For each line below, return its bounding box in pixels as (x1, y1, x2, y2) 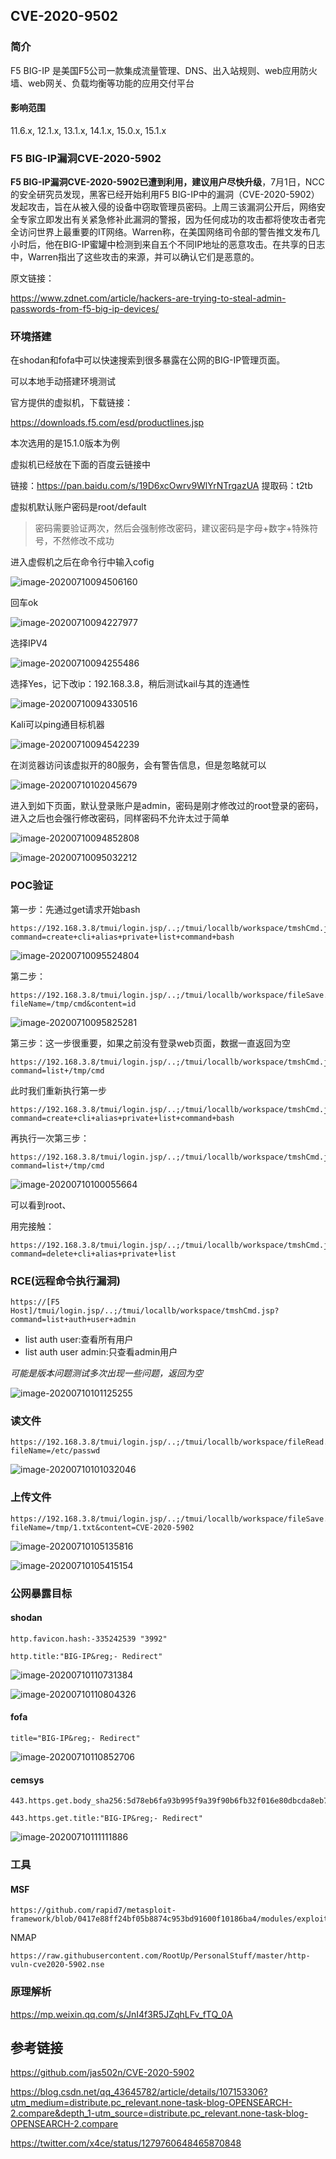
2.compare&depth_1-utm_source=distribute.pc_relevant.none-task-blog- (10, 2107, 309, 2119)
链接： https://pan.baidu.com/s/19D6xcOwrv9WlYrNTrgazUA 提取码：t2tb (10, 480, 313, 492)
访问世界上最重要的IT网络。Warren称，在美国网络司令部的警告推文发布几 (18, 226, 320, 238)
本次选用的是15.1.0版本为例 (10, 437, 120, 449)
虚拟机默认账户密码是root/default (10, 501, 147, 513)
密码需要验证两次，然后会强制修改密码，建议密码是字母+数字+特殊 (34, 522, 310, 534)
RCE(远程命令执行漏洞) (10, 1274, 121, 1288)
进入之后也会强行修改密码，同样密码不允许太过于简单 (10, 812, 230, 824)
